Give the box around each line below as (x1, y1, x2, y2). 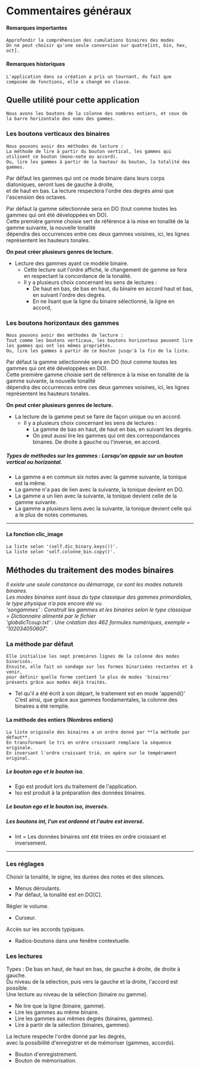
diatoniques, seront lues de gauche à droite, (6, 180, 114, 188)
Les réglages (6, 859, 45, 868)
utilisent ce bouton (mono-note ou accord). (6, 154, 118, 160)
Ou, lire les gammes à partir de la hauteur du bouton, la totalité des (6, 159, 190, 165)
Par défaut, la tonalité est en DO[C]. (14, 891, 102, 898)
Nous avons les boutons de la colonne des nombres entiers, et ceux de (6, 111, 187, 117)
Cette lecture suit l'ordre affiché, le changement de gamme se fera (23, 266, 187, 273)
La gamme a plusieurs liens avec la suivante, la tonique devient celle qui (14, 505, 192, 512)
